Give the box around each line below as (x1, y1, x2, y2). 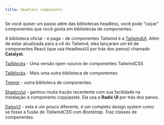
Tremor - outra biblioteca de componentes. (5, 79, 92, 85)
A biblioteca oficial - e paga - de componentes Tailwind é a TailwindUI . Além (5, 35, 160, 41)
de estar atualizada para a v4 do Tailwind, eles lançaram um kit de (5, 40, 139, 47)
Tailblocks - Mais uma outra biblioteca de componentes (5, 70, 118, 76)
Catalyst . (5, 51, 25, 57)
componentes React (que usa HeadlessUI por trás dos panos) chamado (5, 46, 150, 51)
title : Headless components (5, 7, 63, 12)
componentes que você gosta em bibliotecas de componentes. (5, 25, 133, 32)
